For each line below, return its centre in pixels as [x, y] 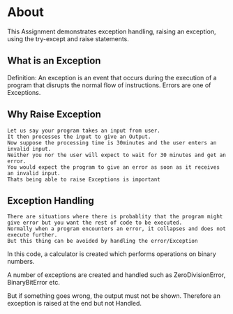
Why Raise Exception [54, 115]
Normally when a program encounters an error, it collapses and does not [117, 229]
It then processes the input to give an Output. [79, 137]
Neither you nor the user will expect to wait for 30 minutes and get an [117, 155]
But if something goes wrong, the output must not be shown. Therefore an [114, 296]
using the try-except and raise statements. [68, 38]
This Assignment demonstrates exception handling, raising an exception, [112, 31]
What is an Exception [54, 61]
